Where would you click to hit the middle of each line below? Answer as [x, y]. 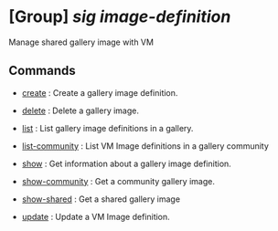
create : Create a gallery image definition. [100, 92]
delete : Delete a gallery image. [80, 110]
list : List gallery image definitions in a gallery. [107, 128]
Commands [43, 71]
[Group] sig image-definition [120, 17]
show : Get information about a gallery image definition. [127, 163]
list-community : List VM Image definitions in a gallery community [145, 146]
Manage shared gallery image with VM [81, 42]
